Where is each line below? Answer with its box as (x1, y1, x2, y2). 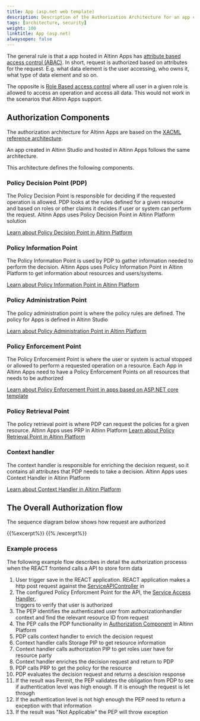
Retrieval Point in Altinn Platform (7, 433, 85, 441)
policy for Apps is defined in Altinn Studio (7, 315, 109, 323)
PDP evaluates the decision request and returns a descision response (15, 671, 186, 678)
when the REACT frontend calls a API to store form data (7, 564, 143, 572)
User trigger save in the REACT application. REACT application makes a (15, 576, 191, 583)
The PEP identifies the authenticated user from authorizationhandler (15, 607, 182, 614)
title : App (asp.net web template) (7, 8, 95, 15)
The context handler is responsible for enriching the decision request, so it (7, 461, 189, 468)
